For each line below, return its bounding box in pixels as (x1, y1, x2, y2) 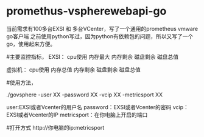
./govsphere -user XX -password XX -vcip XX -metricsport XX (6, 91, 163, 98)
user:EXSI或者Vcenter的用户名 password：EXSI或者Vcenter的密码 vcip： (6, 103, 189, 110)
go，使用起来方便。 (6, 40, 56, 47)
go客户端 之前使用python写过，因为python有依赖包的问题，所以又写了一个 (6, 32, 194, 40)
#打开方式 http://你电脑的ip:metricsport (6, 124, 105, 131)
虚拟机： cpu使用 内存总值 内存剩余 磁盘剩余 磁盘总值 (6, 65, 141, 73)
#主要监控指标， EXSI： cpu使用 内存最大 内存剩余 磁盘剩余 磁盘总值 (6, 53, 178, 60)
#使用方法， (6, 79, 37, 86)
